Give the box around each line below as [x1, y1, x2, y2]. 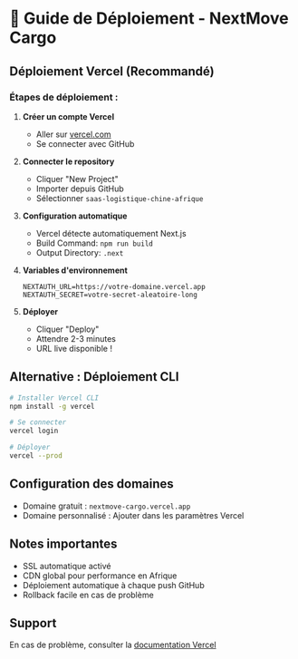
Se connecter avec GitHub [35, 138, 135, 149]
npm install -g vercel [9, 402, 95, 411]
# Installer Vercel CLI [9, 393, 100, 402]
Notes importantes [9, 537, 118, 552]
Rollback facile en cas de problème [22, 589, 154, 600]
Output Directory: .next [35, 247, 124, 257]
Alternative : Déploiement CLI [9, 369, 179, 384]
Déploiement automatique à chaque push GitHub [22, 579, 206, 590]
